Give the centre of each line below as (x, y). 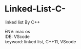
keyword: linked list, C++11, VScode (40, 41)
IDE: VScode (17, 37)
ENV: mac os (17, 31)
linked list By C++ (22, 22)
